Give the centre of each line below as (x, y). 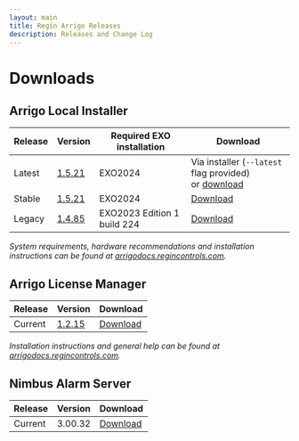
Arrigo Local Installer (69, 111)
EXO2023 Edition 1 (139, 213)
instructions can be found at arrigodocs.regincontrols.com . (118, 256)
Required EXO (141, 136)
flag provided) (221, 173)
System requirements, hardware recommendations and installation (132, 247)
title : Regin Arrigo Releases (65, 26)
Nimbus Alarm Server (70, 384)
